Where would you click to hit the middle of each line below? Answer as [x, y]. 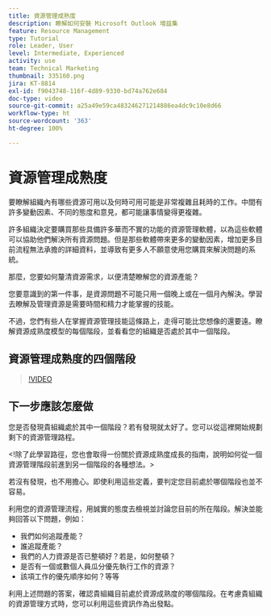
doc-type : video [35, 98]
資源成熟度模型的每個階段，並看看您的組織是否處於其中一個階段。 [125, 331]
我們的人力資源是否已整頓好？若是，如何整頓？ [98, 556]
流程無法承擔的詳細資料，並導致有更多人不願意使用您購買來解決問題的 [131, 249]
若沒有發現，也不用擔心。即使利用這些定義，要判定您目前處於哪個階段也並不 [135, 482]
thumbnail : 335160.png [46, 76]
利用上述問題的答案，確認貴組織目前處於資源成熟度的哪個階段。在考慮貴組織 [135, 593]
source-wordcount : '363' [50, 121]
